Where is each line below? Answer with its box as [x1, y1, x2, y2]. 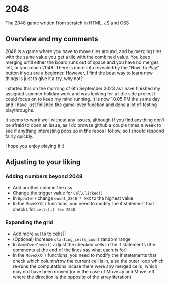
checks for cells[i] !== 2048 [12, 206, 75, 212]
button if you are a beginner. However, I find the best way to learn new [5, 70, 153, 76]
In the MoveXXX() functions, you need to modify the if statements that [12, 252, 157, 258]
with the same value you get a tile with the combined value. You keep [5, 54, 151, 60]
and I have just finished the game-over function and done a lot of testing [5, 101, 157, 108]
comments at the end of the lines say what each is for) [12, 247, 127, 253]
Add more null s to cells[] [12, 230, 66, 237]
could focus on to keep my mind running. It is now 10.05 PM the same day [5, 96, 160, 102]
